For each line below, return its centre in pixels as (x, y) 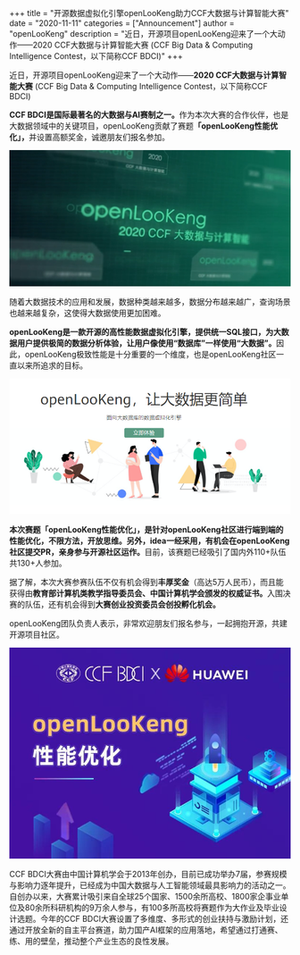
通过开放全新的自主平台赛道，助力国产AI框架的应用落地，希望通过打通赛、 (146, 930)
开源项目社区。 (37, 634)
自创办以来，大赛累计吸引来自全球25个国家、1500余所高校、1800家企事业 (145, 896)
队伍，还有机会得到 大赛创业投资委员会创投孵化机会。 (122, 604)
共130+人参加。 (38, 563)
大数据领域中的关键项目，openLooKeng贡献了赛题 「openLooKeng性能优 (144, 126)
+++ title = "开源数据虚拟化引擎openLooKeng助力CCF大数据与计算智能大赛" (149, 13)
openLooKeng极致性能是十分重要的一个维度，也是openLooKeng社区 (150, 354)
